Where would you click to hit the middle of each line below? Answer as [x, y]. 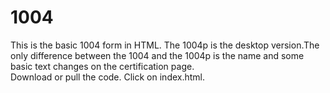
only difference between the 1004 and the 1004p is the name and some [157, 55]
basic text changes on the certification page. [102, 66]
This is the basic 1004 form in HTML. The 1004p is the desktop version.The [165, 45]
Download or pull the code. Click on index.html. [108, 77]
